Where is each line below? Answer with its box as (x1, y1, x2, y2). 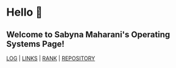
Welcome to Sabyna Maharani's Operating (6, 29, 171, 40)
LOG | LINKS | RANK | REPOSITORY (6, 55, 96, 62)
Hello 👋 (6, 5, 43, 19)
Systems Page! (6, 39, 65, 49)
